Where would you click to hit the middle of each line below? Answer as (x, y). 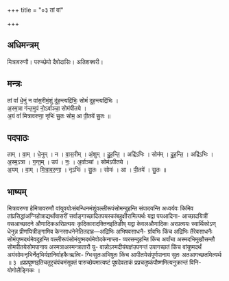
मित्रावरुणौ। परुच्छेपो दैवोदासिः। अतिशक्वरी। (56, 62)
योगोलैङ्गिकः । (24, 270)
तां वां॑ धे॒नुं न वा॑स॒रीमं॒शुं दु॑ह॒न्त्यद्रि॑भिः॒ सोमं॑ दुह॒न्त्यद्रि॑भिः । (63, 100)
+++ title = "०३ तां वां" (35, 10)
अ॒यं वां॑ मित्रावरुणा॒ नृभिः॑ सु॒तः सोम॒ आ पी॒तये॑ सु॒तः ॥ (59, 115)
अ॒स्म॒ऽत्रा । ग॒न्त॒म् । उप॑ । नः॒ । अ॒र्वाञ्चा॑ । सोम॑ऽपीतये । (68, 162)
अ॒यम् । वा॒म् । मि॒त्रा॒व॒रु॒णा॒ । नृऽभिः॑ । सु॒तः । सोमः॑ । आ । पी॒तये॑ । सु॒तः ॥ (87, 170)
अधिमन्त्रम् (23, 45)
